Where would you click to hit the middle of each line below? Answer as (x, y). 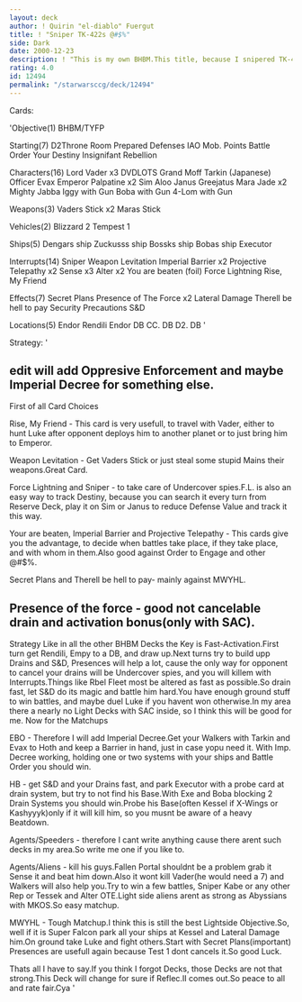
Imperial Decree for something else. (111, 385)
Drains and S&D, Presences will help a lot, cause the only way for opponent (148, 663)
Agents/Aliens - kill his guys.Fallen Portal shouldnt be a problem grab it (141, 867)
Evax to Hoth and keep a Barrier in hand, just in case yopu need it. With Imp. (150, 748)
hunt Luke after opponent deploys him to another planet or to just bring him (148, 433)
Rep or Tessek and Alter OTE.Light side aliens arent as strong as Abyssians (148, 896)
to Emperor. (31, 443)
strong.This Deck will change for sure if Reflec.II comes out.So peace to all (147, 979)
